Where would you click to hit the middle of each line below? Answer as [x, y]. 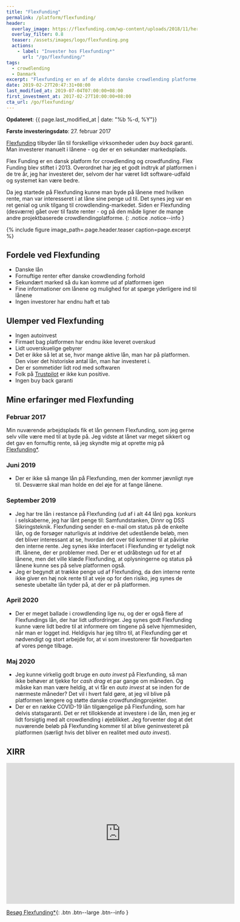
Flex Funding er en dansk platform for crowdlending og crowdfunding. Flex [100, 161]
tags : [13, 62]
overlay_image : [31, 29]
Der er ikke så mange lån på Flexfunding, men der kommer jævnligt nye [104, 478]
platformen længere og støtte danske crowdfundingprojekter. [91, 700]
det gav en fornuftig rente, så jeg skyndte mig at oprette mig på [85, 443]
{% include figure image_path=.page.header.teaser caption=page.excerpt [98, 229]
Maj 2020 [21, 661]
